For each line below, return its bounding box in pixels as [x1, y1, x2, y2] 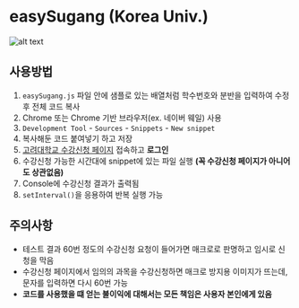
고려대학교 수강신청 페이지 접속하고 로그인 [21, 144, 169, 154]
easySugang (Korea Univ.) [9, 6, 209, 27]
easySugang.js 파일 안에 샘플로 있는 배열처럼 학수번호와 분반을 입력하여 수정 [21, 90, 290, 101]
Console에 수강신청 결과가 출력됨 [21, 178, 140, 189]
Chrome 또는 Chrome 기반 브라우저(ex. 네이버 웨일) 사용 [21, 112, 222, 123]
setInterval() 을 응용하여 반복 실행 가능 [21, 189, 164, 199]
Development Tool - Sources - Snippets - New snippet [21, 122, 216, 133]
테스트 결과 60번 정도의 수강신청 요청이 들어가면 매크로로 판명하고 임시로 [21, 243, 277, 254]
